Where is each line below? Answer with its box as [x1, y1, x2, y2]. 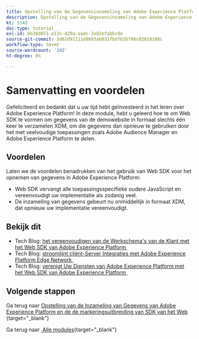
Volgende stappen [6, 286, 76, 296]
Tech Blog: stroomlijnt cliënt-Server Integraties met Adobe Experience [14, 250, 186, 257]
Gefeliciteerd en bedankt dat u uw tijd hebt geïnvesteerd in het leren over [6, 103, 185, 110]
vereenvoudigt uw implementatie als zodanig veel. [14, 192, 137, 199]
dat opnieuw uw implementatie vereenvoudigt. [14, 204, 129, 211]
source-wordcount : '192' [6, 47, 68, 53]
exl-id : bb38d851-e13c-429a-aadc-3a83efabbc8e [6, 31, 123, 37]
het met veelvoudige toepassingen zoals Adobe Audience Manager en [6, 128, 178, 135]
